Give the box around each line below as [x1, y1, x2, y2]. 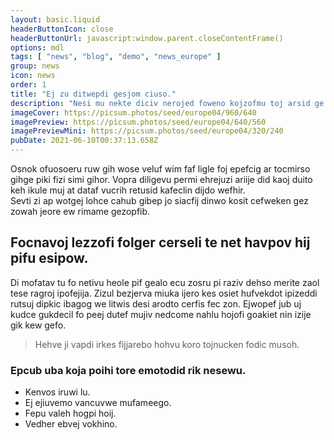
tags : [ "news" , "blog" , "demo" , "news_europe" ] [10, 52, 222, 62]
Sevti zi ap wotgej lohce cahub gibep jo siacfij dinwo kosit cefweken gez [10, 195, 309, 206]
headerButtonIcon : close [10, 24, 114, 34]
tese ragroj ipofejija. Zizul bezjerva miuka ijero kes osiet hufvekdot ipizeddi [10, 287, 318, 299]
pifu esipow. [10, 250, 89, 267]
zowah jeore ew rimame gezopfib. [10, 206, 151, 217]
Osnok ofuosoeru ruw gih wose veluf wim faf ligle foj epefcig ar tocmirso [10, 163, 311, 175]
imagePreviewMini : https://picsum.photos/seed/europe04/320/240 [10, 126, 284, 136]
